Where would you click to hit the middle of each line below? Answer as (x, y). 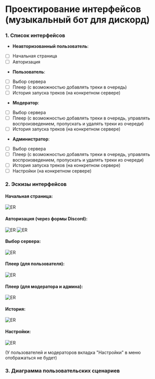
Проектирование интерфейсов (73, 9)
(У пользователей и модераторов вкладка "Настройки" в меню (73, 352)
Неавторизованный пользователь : (50, 46)
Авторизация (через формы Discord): (46, 218)
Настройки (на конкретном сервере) (52, 171)
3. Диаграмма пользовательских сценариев (62, 370)
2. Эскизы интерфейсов (36, 184)
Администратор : (31, 139)
